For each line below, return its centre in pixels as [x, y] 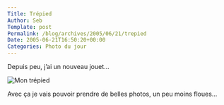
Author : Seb [25, 20]
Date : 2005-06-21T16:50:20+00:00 [57, 40]
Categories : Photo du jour [47, 47]
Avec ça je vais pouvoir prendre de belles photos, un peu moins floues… [112, 94]
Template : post [30, 27]
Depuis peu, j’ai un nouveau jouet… [58, 67]
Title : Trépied [30, 14]
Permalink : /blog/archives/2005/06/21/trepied [77, 33]
